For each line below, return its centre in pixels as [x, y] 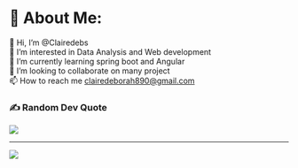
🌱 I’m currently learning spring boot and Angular [97, 61]
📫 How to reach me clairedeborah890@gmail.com [102, 80]
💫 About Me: [56, 18]
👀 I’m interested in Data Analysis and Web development [110, 51]
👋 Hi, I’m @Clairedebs [49, 42]
